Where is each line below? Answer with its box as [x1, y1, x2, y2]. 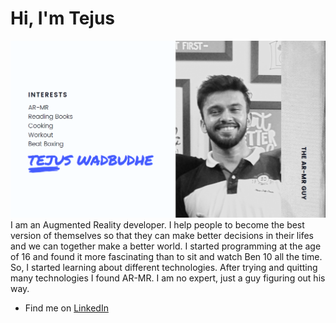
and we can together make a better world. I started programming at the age [10, 240, 322, 252]
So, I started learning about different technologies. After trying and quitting [10, 261, 318, 273]
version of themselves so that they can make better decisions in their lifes [10, 229, 314, 241]
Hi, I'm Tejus [10, 7, 116, 30]
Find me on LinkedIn [24, 302, 109, 314]
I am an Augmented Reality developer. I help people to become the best [10, 218, 305, 231]
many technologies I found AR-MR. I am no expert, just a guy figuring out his [10, 272, 326, 284]
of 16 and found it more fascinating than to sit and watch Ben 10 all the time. [10, 250, 323, 262]
